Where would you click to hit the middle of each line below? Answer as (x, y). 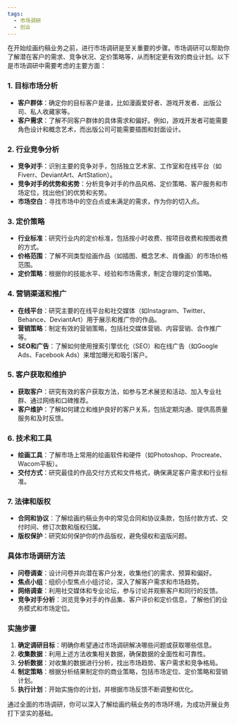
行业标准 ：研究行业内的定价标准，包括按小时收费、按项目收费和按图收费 (122, 239)
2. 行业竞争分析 (34, 149)
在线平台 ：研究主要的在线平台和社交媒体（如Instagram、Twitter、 (113, 310)
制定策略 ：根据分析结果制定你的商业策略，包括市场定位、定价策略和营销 (122, 672)
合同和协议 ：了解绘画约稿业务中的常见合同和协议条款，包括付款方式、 (120, 518)
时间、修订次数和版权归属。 (64, 527)
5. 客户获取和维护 (37, 374)
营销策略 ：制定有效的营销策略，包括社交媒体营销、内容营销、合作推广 (120, 328)
